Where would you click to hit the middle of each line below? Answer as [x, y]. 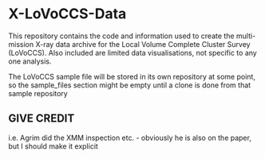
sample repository [38, 93]
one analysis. [30, 61]
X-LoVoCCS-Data [67, 14]
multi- [246, 36]
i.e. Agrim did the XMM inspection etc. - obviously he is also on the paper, [130, 138]
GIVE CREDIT [42, 119]
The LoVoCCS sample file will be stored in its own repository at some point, [132, 76]
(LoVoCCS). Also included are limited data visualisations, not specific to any [132, 52]
